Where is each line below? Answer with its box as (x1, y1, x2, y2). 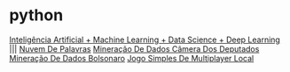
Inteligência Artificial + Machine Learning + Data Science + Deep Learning (9, 34, 281, 45)
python (9, 5, 64, 25)
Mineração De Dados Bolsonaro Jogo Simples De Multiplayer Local (9, 53, 255, 63)
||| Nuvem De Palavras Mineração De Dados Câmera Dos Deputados (9, 43, 260, 54)
